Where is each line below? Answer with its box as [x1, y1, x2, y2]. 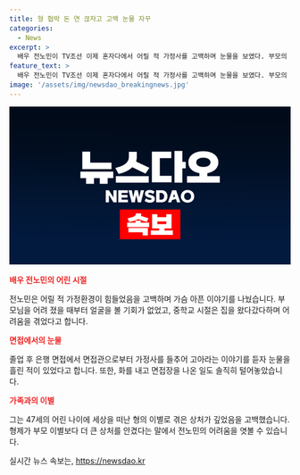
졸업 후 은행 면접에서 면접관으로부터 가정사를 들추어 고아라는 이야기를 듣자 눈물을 [9, 354, 291, 365]
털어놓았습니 [239, 365, 283, 376]
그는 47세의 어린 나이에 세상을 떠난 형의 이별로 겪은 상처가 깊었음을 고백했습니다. [9, 414, 290, 425]
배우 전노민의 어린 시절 [9, 275, 87, 286]
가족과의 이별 [9, 396, 55, 406]
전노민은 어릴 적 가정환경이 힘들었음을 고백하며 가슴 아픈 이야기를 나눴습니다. [9, 294, 277, 304]
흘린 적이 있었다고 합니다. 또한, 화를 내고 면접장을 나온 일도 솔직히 [9, 365, 238, 376]
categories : [9, 23, 54, 33]
